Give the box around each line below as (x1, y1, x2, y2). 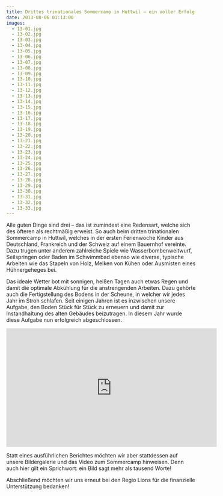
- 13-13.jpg (11, 93, 42, 99)
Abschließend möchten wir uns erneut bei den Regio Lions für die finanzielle (6, 477, 195, 484)
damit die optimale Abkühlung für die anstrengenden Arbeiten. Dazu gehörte (6, 284, 196, 292)
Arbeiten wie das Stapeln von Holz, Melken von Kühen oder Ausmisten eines (6, 260, 196, 267)
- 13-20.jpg (11, 132, 42, 139)
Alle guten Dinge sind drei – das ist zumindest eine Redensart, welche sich (6, 221, 191, 229)
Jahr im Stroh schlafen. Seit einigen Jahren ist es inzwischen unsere (6, 297, 176, 304)
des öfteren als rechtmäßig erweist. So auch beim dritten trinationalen (6, 228, 179, 235)
